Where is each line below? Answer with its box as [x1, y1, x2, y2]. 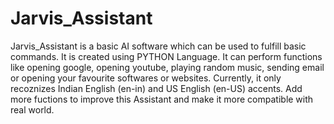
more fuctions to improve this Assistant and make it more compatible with [10, 93, 314, 105]
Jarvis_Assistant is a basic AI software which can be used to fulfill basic [10, 40, 307, 52]
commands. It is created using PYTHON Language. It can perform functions [10, 50, 323, 62]
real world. [10, 103, 55, 116]
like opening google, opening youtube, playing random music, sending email [10, 61, 325, 73]
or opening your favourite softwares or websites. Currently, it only [10, 72, 282, 84]
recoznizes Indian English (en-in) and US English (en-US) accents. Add [10, 82, 303, 94]
